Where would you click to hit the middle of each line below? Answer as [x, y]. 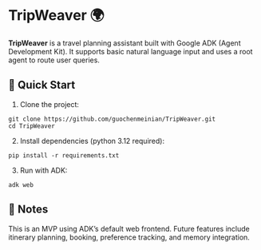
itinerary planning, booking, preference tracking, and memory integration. [129, 237]
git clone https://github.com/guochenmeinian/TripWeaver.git [112, 119]
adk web [21, 185]
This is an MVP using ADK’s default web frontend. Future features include [129, 228]
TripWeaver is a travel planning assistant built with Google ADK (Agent [125, 43]
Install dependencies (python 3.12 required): [92, 141]
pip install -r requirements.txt [64, 155]
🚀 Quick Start [42, 85]
